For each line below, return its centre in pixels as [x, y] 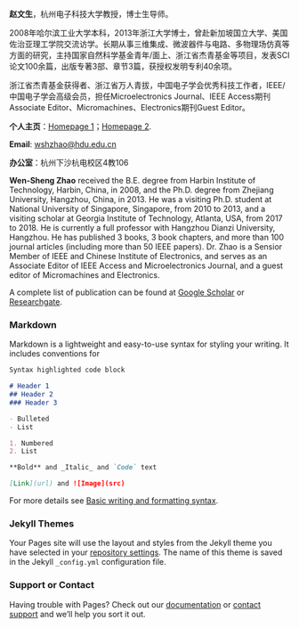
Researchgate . [36, 302]
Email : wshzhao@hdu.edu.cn [63, 144]
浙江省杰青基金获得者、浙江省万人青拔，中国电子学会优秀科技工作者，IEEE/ [148, 85]
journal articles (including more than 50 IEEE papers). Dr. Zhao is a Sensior [146, 247]
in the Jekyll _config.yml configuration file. [88, 562]
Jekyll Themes [42, 523]
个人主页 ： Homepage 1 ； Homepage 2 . [81, 126]
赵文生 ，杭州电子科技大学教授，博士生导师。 [91, 14]
